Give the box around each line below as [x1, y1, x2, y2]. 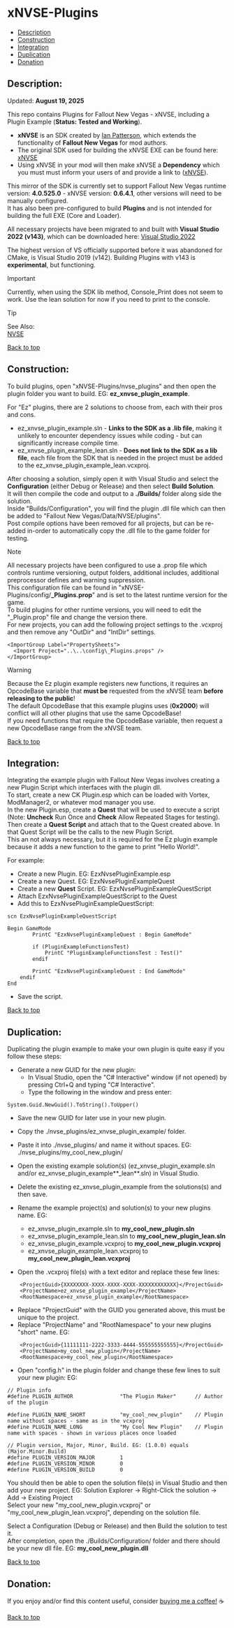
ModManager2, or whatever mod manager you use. [7, 798, 156, 807]
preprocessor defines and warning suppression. [7, 575, 146, 584]
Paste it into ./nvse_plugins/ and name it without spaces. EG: [17, 1141, 192, 1150]
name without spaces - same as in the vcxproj [7, 1418, 145, 1425]
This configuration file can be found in [7, 583, 117, 592]
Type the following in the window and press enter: [27, 1088, 173, 1097]
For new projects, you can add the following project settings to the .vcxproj [7, 620, 223, 629]
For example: [7, 856, 45, 865]
